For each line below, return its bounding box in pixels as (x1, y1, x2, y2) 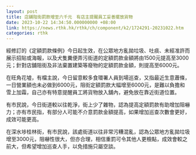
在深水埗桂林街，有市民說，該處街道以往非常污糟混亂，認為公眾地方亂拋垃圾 (6, 128, 190, 135)
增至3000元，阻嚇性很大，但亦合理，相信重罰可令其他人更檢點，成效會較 (6, 136, 183, 143)
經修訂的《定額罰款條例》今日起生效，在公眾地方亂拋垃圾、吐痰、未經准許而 (6, 47, 190, 54)
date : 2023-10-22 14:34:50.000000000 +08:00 (6, 19, 116, 25)
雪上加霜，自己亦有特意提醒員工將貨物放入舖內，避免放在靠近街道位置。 (6, 89, 180, 96)
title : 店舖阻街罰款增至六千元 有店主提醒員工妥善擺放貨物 (6, 14, 133, 20)
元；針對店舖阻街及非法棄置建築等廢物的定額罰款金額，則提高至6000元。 (6, 62, 183, 69)
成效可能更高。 (6, 116, 42, 123)
